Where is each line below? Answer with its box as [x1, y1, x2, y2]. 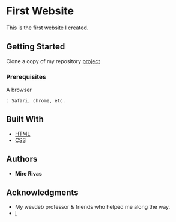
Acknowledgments [6, 188, 79, 198]
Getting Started [6, 42, 65, 52]
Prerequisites [6, 72, 46, 81]
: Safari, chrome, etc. [6, 98, 66, 104]
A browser [6, 86, 32, 94]
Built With [6, 114, 44, 125]
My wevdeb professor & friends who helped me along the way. [14, 203, 171, 211]
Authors [6, 154, 38, 164]
